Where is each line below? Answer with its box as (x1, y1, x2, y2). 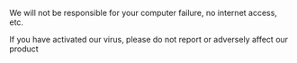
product (9, 43, 39, 54)
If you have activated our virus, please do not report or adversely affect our (9, 35, 289, 44)
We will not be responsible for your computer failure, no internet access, (9, 8, 277, 18)
